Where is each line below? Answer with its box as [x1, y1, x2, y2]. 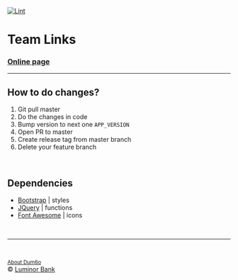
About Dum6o [7, 259, 41, 266]
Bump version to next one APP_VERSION [17, 121, 130, 129]
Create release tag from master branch [17, 135, 132, 144]
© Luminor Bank [7, 265, 55, 274]
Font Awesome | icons [17, 211, 83, 220]
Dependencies [7, 177, 73, 189]
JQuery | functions [17, 203, 73, 212]
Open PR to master [17, 128, 73, 136]
